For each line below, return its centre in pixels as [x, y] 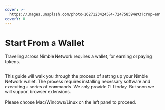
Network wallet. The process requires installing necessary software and [78, 82]
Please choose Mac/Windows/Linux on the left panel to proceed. [70, 102]
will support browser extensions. [38, 92]
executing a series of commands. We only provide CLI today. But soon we [80, 87]
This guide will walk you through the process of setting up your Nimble [77, 76]
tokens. [13, 62]
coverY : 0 [15, 19]
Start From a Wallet [45, 43]
